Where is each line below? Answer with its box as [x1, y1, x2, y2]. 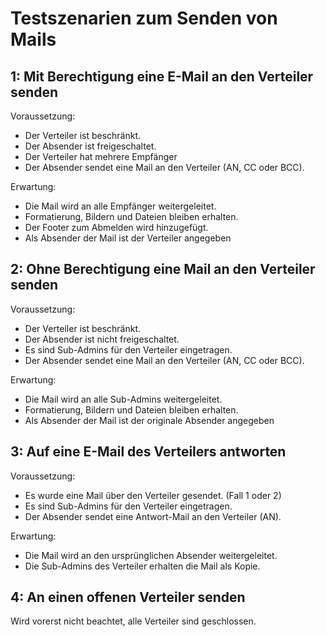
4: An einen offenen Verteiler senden [10, 589, 246, 606]
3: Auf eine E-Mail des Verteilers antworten [10, 443, 287, 461]
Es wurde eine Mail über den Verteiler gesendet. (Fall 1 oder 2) [24, 489, 282, 501]
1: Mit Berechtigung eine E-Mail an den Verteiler [10, 68, 314, 85]
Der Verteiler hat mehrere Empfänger [24, 151, 178, 162]
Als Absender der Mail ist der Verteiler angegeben [24, 232, 232, 244]
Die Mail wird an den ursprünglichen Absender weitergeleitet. [24, 549, 278, 561]
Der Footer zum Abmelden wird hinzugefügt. [24, 222, 209, 233]
